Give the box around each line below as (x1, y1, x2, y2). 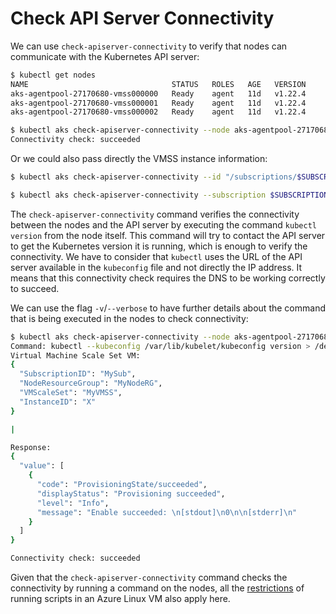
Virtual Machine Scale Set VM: (10, 350, 141, 361)
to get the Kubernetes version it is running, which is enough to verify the (10, 240, 308, 252)
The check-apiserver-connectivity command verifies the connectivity (10, 208, 300, 220)
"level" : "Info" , (36, 498, 110, 508)
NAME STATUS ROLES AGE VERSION (10, 79, 307, 89)
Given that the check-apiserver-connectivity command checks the (10, 572, 288, 584)
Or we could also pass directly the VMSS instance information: (10, 153, 268, 165)
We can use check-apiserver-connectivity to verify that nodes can (10, 40, 288, 52)
